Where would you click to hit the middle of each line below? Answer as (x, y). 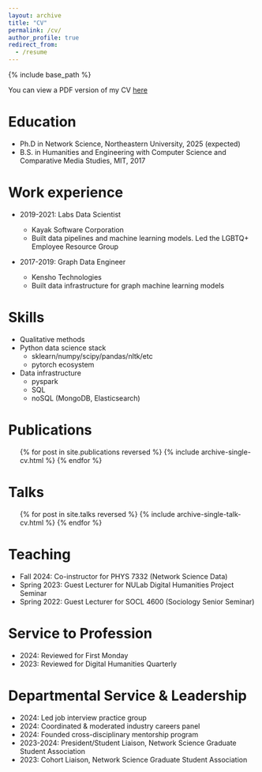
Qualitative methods (52, 339)
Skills (26, 318)
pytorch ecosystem (63, 364)
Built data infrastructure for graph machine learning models (128, 285)
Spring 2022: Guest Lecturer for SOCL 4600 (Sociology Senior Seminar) (137, 601)
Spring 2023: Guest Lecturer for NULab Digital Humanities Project (127, 585)
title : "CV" (28, 23)
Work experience (66, 192)
